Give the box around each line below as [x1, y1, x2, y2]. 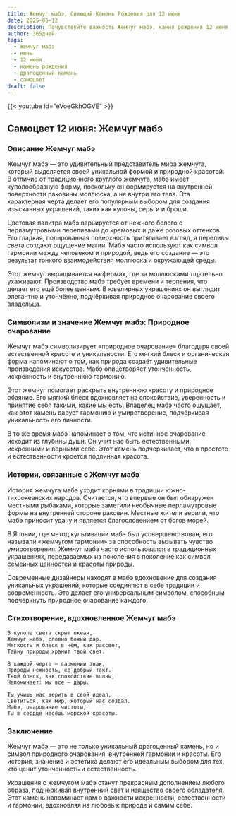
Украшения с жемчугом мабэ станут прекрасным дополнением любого [7, 779, 225, 787]
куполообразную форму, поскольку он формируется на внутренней [7, 182, 213, 191]
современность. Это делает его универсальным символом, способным [7, 588, 225, 597]
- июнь [13, 50, 33, 57]
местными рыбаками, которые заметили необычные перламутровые [7, 501, 217, 509]
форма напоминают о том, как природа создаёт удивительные [7, 357, 197, 366]
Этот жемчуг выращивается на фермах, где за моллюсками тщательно [7, 269, 223, 278]
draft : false [7, 83, 46, 90]
